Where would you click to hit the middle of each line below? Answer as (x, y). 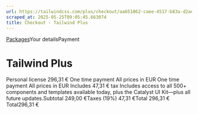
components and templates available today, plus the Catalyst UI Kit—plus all (98, 92)
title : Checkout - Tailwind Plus (47, 22)
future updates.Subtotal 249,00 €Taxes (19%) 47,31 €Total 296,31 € (88, 99)
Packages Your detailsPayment (43, 40)
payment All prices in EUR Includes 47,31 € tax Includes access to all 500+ (96, 86)
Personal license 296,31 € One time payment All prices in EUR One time (93, 80)
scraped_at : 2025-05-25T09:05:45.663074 (57, 17)
